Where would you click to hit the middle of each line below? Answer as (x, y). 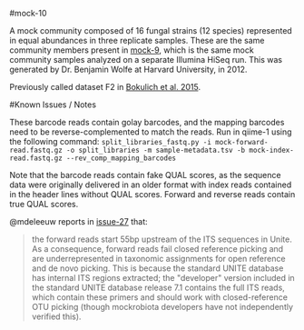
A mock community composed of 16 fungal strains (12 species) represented (151, 30)
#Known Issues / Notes (53, 105)
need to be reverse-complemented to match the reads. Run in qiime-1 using (151, 132)
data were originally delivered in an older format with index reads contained (151, 185)
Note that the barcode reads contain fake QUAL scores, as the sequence (145, 175)
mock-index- (272, 150)
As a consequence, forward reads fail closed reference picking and (157, 249)
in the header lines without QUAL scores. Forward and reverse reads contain (152, 194)
